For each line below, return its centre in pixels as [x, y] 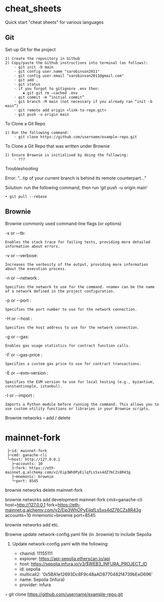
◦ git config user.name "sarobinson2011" [57, 71]
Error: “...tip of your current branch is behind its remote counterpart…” [76, 178]
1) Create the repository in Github [42, 59]
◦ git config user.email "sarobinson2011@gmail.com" [69, 76]
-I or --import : [20, 395]
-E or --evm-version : [27, 373]
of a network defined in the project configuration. [60, 291]
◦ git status [27, 84]
